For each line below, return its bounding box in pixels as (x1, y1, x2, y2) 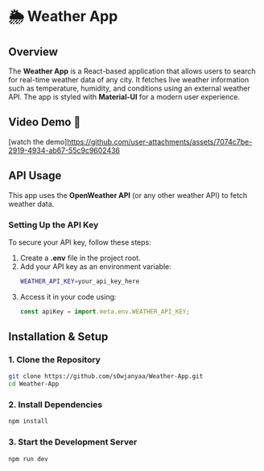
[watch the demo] (8, 137, 68, 146)
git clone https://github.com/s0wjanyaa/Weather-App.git (8, 372, 204, 381)
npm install (8, 418, 48, 426)
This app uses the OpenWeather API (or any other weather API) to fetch (8, 190, 248, 200)
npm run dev (8, 455, 48, 463)
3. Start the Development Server (8, 436, 138, 448)
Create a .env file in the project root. (19, 253, 141, 263)
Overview (8, 44, 59, 58)
